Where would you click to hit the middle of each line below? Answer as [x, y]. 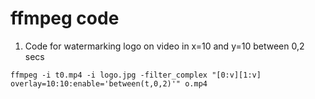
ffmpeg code [65, 18]
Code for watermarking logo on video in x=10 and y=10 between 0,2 [164, 46]
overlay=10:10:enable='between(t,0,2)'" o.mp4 [109, 83]
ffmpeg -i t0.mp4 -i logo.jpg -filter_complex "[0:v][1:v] [136, 75]
